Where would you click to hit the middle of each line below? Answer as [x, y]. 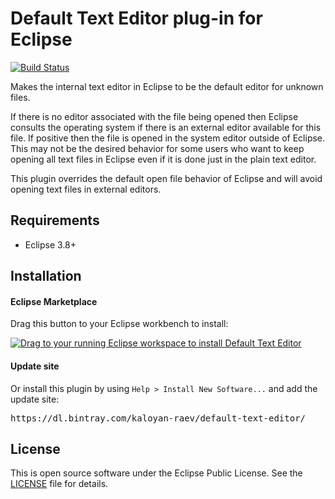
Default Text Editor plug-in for [136, 18]
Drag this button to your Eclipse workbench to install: [119, 324]
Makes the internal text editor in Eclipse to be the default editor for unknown [167, 86]
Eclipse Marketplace [54, 301]
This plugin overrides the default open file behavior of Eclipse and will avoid [166, 178]
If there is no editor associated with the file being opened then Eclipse [154, 116]
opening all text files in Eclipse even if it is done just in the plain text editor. [163, 159]
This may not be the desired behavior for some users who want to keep [157, 148]
